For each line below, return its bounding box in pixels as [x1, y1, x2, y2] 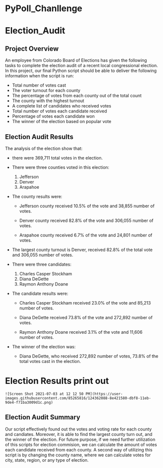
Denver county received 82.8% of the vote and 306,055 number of [19, 217, 154, 223]
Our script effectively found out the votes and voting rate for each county [5, 426, 152, 432]
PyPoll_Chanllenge [5, 3, 83, 14]
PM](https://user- [85, 391, 123, 396]
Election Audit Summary [5, 413, 80, 421]
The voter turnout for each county [12, 88, 81, 93]
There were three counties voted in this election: [12, 164, 109, 170]
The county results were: [12, 194, 62, 199]
